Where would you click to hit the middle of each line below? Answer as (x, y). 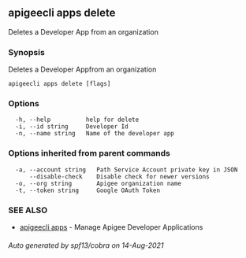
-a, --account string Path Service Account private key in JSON (127, 170)
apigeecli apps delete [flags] (60, 84)
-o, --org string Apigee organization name (98, 183)
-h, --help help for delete (77, 120)
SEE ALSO (28, 210)
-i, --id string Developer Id (72, 127)
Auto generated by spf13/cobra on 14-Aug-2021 (86, 245)
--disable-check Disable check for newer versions (119, 176)
